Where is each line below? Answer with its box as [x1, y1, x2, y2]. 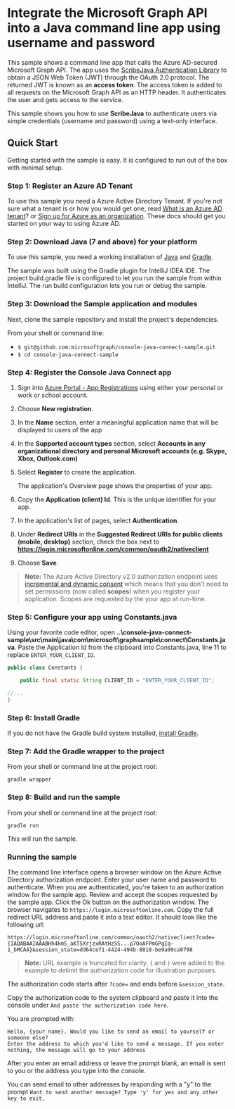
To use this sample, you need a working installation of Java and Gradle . [7, 253, 214, 261]
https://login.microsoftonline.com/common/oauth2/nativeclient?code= [7, 934, 215, 941]
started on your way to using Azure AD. [7, 220, 121, 228]
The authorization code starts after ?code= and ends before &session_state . [7, 979, 225, 988]
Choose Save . [17, 558, 59, 567]
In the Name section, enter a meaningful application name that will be [17, 418, 219, 427]
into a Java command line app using [7, 20, 221, 36]
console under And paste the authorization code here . [7, 1001, 169, 1009]
